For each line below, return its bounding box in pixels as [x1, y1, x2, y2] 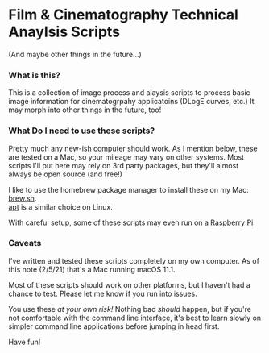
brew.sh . [8, 193, 37, 203]
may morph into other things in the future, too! [8, 105, 162, 114]
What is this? [8, 69, 60, 81]
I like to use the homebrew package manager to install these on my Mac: [8, 185, 250, 194]
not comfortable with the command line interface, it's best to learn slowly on [8, 313, 262, 322]
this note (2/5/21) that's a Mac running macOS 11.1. [8, 264, 176, 274]
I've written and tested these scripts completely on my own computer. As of [8, 255, 260, 265]
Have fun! [8, 337, 41, 347]
